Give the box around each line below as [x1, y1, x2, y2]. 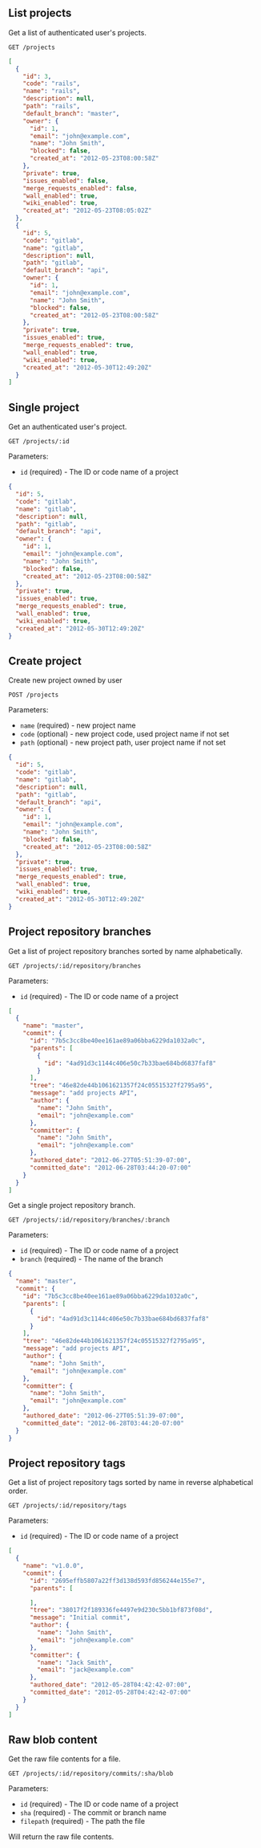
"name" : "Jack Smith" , [37, 1658, 113, 1666]
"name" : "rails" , [22, 88, 81, 96]
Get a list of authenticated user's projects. [8, 27, 147, 37]
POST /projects [8, 691, 59, 700]
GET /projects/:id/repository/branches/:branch [8, 1216, 171, 1224]
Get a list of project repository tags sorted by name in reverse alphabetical [8, 1478, 254, 1487]
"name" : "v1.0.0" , [22, 1562, 84, 1570]
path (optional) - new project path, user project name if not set [19, 738, 227, 748]
